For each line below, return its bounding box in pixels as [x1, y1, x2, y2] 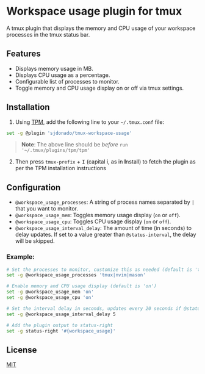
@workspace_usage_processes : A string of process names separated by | [15, 198, 195, 206]
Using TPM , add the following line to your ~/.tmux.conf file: [15, 118, 165, 126]
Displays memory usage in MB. [15, 65, 93, 72]
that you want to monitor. [15, 205, 78, 212]
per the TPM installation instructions [15, 165, 107, 172]
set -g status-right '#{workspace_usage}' [6, 328, 116, 334]
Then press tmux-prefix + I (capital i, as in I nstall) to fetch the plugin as [15, 158, 196, 165]
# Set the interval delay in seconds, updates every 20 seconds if [6, 305, 182, 312]
